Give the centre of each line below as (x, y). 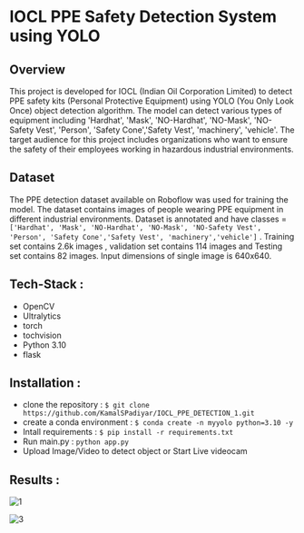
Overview (38, 69)
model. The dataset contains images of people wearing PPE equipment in (147, 209)
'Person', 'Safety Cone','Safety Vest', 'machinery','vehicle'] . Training (152, 236)
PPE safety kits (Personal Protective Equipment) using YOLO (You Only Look (152, 101)
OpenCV (39, 306)
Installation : (45, 383)
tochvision (42, 335)
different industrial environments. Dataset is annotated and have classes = (148, 219)
